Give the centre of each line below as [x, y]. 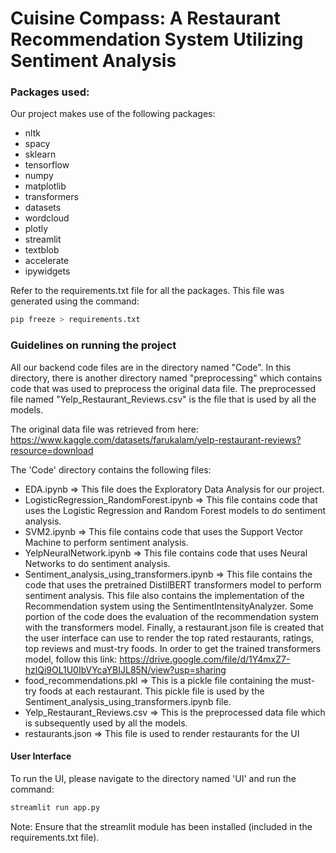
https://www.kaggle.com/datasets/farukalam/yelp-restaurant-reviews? [156, 439]
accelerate [47, 261]
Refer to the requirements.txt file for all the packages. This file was [147, 291]
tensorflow [47, 165]
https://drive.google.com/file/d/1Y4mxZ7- [205, 659]
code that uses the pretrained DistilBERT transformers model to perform [173, 584]
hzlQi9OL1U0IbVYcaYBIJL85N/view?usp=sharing [125, 669]
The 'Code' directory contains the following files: [111, 469]
